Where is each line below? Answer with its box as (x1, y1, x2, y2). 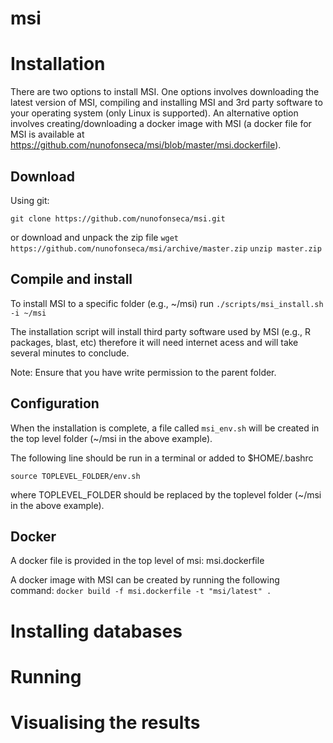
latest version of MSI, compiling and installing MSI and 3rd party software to (10, 97, 323, 109)
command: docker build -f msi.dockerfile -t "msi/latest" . (10, 585, 272, 597)
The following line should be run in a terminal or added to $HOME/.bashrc (10, 452, 314, 464)
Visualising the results (10, 711, 201, 734)
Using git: (10, 194, 50, 206)
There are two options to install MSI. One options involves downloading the (10, 86, 320, 98)
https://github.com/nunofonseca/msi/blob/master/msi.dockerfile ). (10, 139, 282, 151)
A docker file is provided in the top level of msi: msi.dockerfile (10, 555, 265, 567)
